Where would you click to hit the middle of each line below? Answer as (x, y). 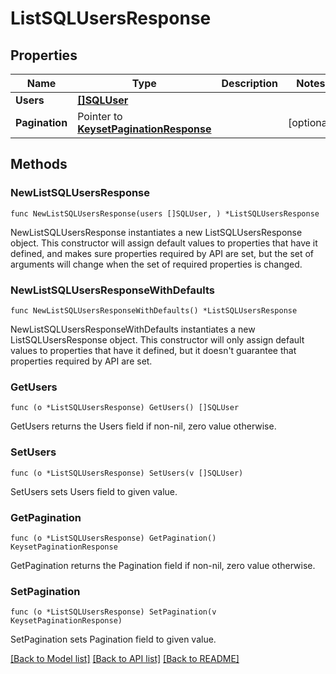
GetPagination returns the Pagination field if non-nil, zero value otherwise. (163, 565)
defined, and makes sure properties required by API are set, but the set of (162, 253)
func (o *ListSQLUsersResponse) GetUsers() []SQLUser (125, 408)
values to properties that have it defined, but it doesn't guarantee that (153, 350)
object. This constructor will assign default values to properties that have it (164, 243)
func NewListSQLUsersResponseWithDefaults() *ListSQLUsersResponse (154, 310)
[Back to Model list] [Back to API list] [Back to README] (125, 659)
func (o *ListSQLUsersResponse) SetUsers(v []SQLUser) (127, 473)
